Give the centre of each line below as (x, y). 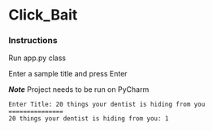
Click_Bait (43, 15)
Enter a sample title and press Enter (68, 74)
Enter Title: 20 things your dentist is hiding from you (107, 105)
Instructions (33, 41)
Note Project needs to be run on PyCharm (79, 90)
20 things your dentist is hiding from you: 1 (89, 119)
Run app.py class (37, 58)
